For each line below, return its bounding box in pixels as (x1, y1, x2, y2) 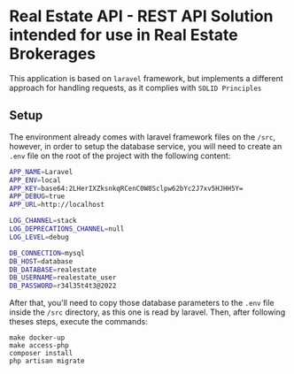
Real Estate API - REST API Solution (9, 6, 274, 27)
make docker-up (9, 333, 66, 342)
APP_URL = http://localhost (9, 201, 104, 210)
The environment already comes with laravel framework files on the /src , (9, 131, 276, 142)
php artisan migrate (9, 356, 86, 366)
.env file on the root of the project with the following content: (9, 150, 231, 161)
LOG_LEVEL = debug (9, 233, 69, 241)
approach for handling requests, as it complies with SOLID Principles (9, 82, 262, 93)
